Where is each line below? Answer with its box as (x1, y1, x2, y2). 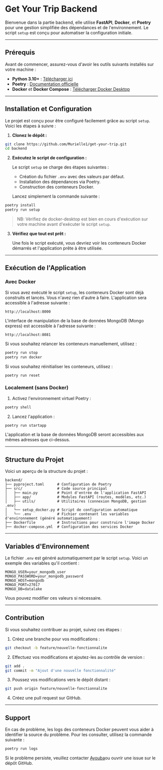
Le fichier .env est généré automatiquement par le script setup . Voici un (5, 555, 148, 561)
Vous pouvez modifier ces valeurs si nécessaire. (5, 595, 102, 601)
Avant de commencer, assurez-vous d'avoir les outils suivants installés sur (5, 61, 154, 67)
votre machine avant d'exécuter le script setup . (16, 221, 111, 227)
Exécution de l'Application (5, 264, 86, 272)
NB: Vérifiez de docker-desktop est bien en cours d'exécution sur (16, 216, 148, 222)
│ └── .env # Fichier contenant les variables (5, 512, 130, 517)
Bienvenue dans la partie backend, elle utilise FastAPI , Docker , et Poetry (5, 19, 151, 25)
